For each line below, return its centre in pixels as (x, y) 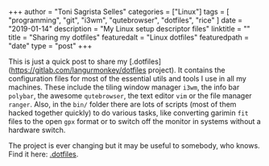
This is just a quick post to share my (68, 61)
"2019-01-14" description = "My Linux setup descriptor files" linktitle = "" (130, 29)
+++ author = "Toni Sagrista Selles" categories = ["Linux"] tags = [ (119, 12)
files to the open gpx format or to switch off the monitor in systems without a (135, 121)
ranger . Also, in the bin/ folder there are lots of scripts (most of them (122, 104)
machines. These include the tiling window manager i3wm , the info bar (124, 87)
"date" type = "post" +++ (50, 46)
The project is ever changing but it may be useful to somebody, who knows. (134, 145)
